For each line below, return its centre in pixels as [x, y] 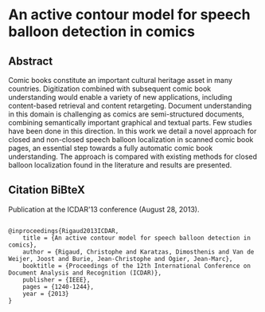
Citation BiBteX [47, 190]
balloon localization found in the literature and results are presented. [120, 165]
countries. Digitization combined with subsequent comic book [110, 89]
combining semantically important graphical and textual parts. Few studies [130, 122]
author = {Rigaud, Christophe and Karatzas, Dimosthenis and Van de [138, 252]
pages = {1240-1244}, [58, 286]
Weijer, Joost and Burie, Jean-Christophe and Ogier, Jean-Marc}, [121, 259]
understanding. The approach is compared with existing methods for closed [132, 156]
